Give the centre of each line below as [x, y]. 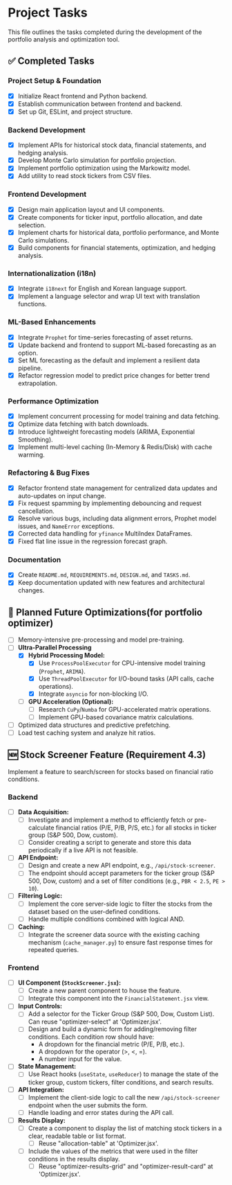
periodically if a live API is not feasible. [83, 850]
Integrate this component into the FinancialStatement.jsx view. [118, 999]
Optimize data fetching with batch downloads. [83, 424]
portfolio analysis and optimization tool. [64, 39]
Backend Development [47, 130]
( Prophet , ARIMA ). [62, 671]
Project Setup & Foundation [55, 81]
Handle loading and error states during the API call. [101, 1112]
